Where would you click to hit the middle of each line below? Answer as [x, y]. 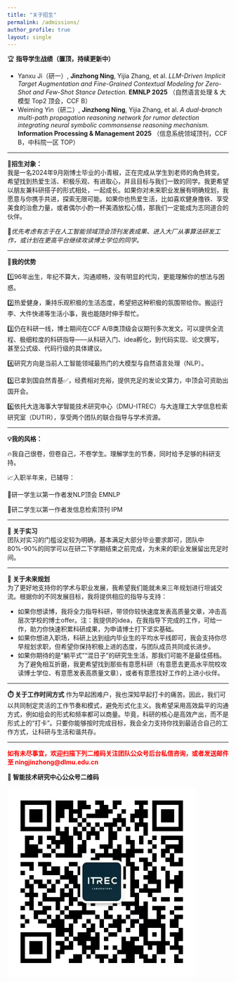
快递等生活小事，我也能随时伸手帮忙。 [87, 314]
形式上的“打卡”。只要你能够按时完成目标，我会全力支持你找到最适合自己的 [115, 723]
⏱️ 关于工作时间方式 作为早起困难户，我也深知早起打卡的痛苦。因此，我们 [113, 694]
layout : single [29, 37]
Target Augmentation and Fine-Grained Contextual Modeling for [111, 84]
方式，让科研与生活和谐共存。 [56, 732]
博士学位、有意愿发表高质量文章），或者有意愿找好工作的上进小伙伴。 [124, 673]
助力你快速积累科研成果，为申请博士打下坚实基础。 [104, 629]
